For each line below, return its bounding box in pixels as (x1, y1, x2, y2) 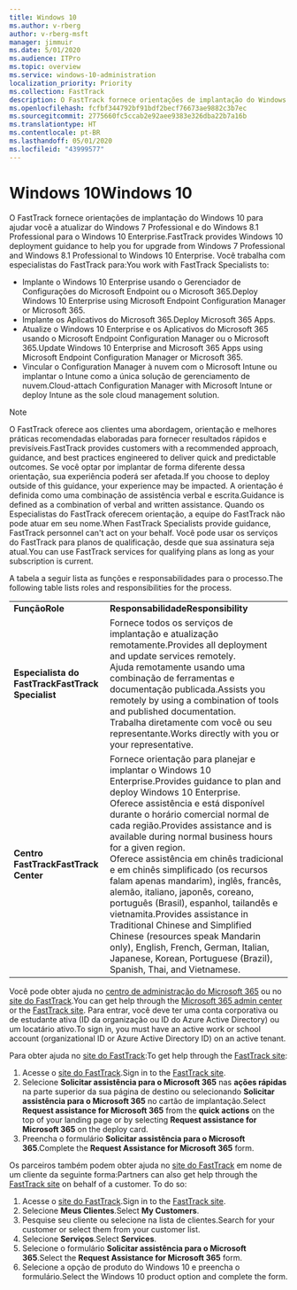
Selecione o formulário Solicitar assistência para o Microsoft (21, 1242, 247, 1254)
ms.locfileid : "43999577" (9, 144, 104, 153)
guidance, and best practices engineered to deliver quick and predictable (9, 452, 277, 462)
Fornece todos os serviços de (110, 617, 233, 629)
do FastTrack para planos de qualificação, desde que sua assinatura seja (9, 537, 275, 548)
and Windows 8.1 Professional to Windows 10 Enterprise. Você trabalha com (9, 250, 286, 260)
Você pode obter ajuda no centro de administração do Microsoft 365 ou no (9, 985, 282, 997)
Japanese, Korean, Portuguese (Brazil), (110, 952, 273, 964)
